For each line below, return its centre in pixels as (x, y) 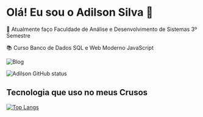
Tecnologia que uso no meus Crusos (77, 92)
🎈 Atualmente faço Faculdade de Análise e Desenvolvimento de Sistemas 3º (102, 29)
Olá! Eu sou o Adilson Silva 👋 (80, 12)
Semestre (18, 35)
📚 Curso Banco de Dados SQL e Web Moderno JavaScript (80, 47)
